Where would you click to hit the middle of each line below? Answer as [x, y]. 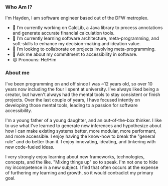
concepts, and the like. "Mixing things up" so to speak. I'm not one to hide [81, 162]
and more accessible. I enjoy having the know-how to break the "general [80, 136]
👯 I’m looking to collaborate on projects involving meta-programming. [84, 49]
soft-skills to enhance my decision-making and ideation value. [77, 44]
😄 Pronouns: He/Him [34, 60]
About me [18, 73]
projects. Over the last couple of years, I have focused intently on [73, 100]
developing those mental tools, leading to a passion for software [71, 105]
